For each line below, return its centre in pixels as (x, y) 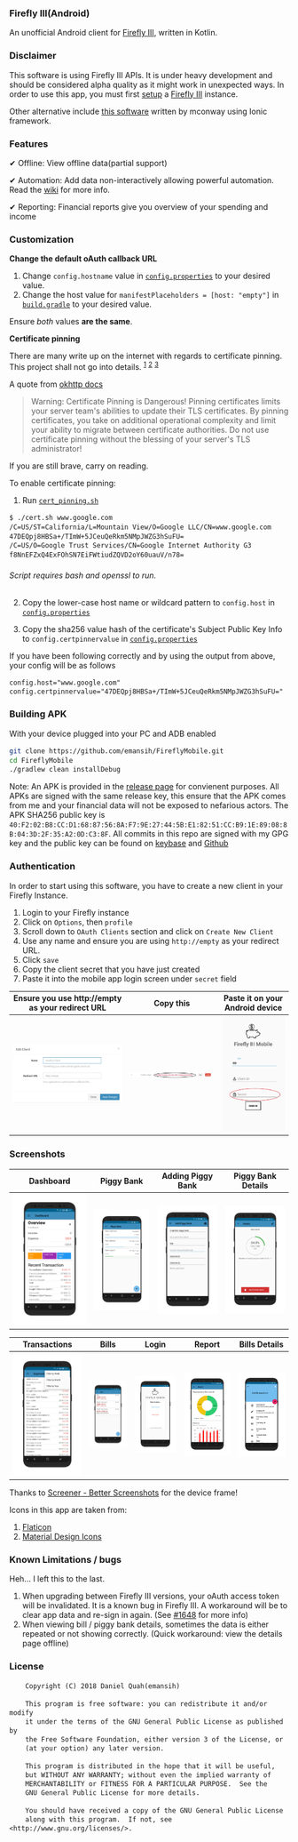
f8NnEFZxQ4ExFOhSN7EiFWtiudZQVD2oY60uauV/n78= (97, 555)
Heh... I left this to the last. (57, 1579)
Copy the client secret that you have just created (111, 969)
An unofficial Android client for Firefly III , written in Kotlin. (114, 33)
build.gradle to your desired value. (87, 304)
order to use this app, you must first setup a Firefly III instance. (124, 94)
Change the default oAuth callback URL (83, 259)
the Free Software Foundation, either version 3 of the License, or (154, 1739)
